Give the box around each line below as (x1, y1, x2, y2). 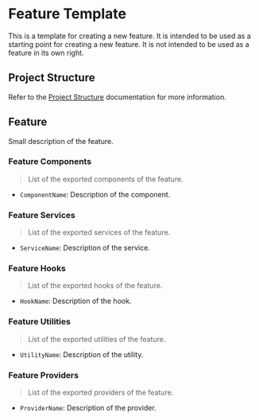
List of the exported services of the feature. (27, 227, 171, 237)
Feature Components (8, 156, 92, 167)
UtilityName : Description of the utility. (19, 349, 144, 359)
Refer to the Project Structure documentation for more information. (8, 92, 226, 102)
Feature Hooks (8, 263, 66, 274)
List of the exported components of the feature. (27, 174, 184, 184)
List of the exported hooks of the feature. (27, 281, 163, 290)
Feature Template (8, 5, 127, 23)
